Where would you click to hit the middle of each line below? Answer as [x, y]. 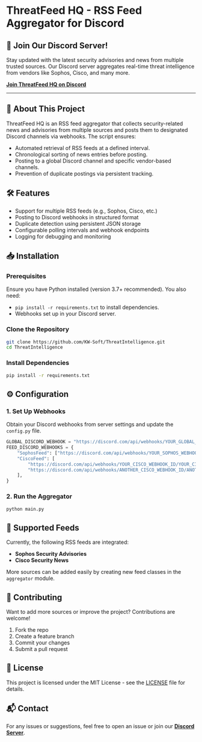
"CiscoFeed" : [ [36, 458]
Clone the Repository [38, 329]
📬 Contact [27, 709]
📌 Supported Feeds [43, 528]
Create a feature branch [44, 637]
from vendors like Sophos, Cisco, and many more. [68, 73]
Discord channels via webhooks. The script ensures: [71, 136]
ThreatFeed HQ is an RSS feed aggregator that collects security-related [95, 123]
